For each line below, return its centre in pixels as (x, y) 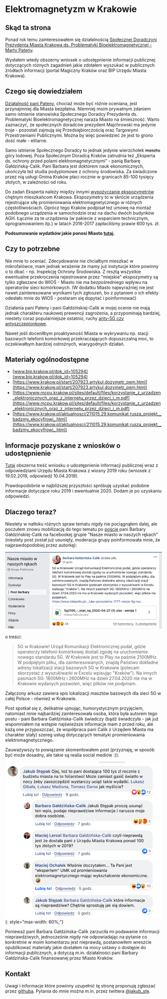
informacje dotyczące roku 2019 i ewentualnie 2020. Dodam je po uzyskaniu (83, 491)
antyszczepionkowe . (26, 323)
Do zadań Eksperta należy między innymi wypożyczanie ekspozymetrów (80, 192)
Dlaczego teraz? (31, 512)
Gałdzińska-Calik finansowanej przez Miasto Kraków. (59, 958)
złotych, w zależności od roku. (36, 182)
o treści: (13, 637)
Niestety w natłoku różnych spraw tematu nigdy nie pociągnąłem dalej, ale (81, 524)
